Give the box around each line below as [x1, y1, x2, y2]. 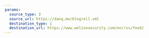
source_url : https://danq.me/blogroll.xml [9, 16, 99, 21]
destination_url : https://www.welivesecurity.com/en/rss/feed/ [9, 26, 144, 31]
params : [5, 7, 21, 12]
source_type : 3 [9, 12, 41, 17]
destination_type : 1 [9, 21, 52, 26]
